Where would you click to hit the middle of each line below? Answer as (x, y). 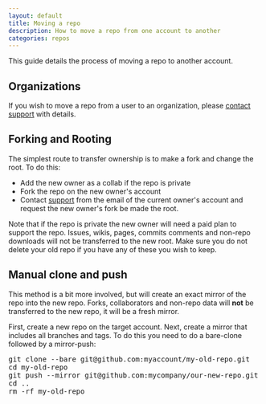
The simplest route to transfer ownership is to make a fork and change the (131, 158)
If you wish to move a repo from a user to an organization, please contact (129, 106)
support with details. (42, 114)
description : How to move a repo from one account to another (115, 31)
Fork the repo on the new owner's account (90, 191)
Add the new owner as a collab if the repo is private (105, 182)
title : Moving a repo (45, 23)
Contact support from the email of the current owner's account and (131, 200)
